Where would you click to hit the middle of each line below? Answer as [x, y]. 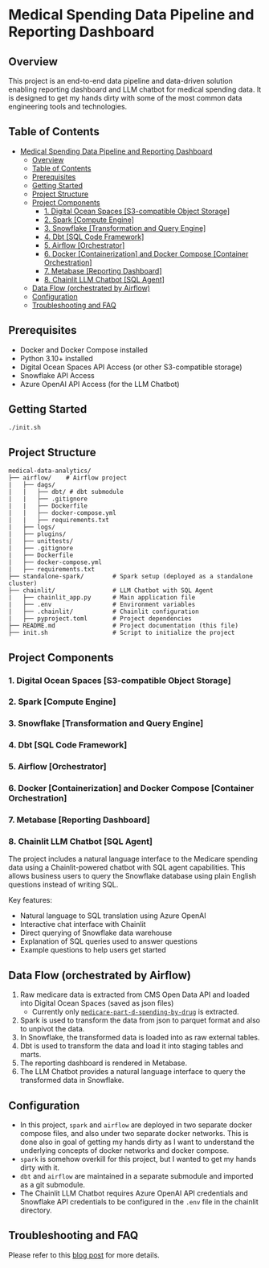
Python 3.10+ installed [57, 358]
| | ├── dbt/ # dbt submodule [66, 492]
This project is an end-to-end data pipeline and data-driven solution [120, 81]
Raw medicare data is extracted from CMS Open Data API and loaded [135, 994]
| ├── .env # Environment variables [102, 605]
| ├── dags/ [32, 485]
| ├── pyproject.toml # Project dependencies [100, 619]
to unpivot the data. [52, 1029]
